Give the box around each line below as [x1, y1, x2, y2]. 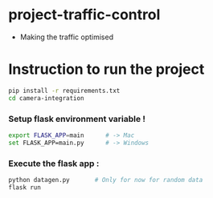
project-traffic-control [8, 6, 161, 24]
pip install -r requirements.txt [8, 87, 121, 95]
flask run [8, 183, 42, 192]
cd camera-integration [8, 94, 84, 102]
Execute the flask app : [8, 158, 100, 169]
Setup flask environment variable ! [8, 113, 146, 124]
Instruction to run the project [8, 60, 205, 79]
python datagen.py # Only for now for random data [8, 176, 203, 184]
